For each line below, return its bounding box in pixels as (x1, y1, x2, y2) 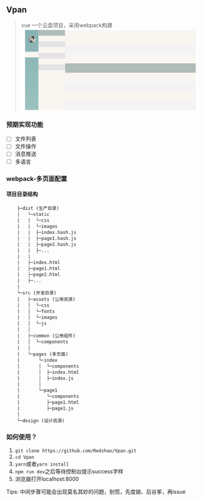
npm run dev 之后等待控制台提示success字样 (14, 468, 124, 475)
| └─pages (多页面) (17, 351, 69, 357)
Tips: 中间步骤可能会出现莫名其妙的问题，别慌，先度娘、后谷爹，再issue (6, 488, 186, 496)
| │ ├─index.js (17, 375, 74, 381)
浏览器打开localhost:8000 (14, 475, 79, 483)
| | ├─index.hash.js (17, 229, 77, 235)
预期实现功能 (6, 120, 44, 129)
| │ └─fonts (17, 308, 55, 315)
